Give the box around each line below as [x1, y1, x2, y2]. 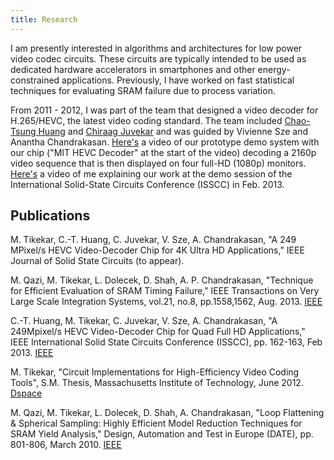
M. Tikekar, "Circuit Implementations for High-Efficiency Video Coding [10, 366, 300, 378]
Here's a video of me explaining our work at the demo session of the [10, 167, 293, 180]
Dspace [10, 387, 43, 400]
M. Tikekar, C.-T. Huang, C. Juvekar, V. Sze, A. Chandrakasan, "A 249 [10, 234, 297, 246]
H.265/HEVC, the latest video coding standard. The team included [10, 114, 283, 126]
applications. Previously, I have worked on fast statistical [61, 74, 295, 86]
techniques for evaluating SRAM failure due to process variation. [10, 84, 276, 96]
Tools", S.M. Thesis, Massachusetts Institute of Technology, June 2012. [10, 377, 304, 389]
